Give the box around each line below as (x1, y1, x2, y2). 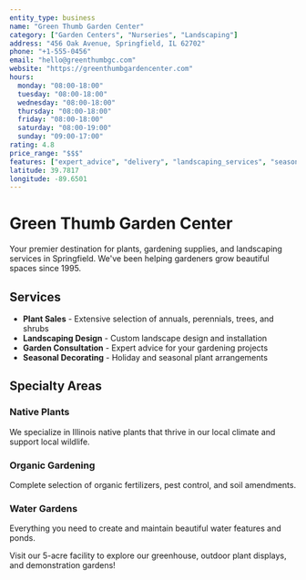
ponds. (9, 533, 36, 544)
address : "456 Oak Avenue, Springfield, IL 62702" (9, 38, 206, 48)
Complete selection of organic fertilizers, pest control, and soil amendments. (9, 479, 297, 490)
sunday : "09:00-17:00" (17, 132, 104, 141)
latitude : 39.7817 (9, 166, 79, 175)
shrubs (22, 323, 49, 333)
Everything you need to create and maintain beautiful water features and (9, 523, 282, 534)
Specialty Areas (9, 379, 102, 394)
